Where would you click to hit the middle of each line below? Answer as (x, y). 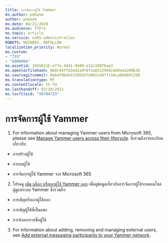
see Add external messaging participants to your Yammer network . (81, 235)
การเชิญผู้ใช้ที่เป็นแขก (30, 210)
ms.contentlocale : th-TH (31, 84)
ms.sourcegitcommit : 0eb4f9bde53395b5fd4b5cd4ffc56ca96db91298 (73, 75)
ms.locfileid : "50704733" (32, 94)
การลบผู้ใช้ (21, 164)
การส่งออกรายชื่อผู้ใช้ (29, 220)
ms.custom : (17, 52)
